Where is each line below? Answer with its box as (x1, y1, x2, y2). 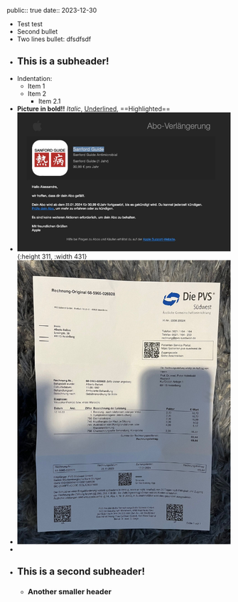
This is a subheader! (16, 55, 109, 67)
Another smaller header (27, 587, 112, 597)
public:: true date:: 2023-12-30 (6, 6, 97, 14)
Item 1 (27, 82, 45, 90)
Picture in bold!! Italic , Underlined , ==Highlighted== (16, 104, 171, 113)
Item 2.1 (38, 97, 61, 105)
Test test (16, 20, 43, 28)
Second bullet (16, 28, 58, 35)
